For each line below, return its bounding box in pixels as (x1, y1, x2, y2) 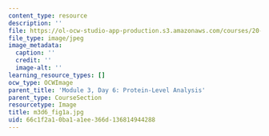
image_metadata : (8, 42, 62, 50)
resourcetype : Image (8, 101, 78, 109)
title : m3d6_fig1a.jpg (8, 109, 84, 117)
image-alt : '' (15, 64, 62, 72)
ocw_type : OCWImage (8, 78, 74, 86)
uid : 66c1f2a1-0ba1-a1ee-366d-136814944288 (8, 116, 156, 124)
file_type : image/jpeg (8, 34, 84, 42)
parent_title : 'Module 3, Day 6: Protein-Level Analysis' (8, 86, 206, 94)
